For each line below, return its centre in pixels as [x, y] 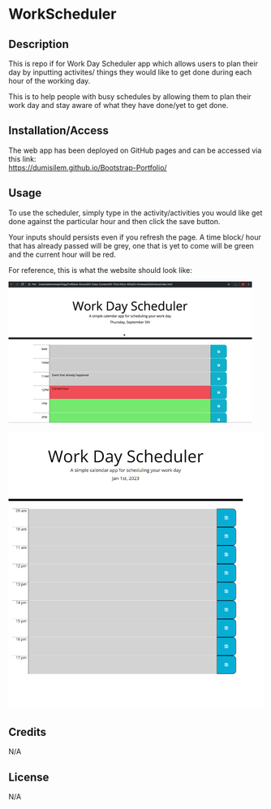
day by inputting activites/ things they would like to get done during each [130, 72]
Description [39, 44]
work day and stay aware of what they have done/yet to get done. [118, 105]
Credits [28, 732]
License [29, 777]
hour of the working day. [49, 81]
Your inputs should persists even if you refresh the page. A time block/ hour [135, 237]
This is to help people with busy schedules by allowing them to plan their [130, 97]
